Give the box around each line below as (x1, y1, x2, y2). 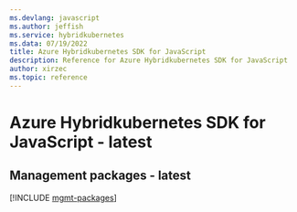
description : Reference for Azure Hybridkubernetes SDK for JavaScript (9, 56, 288, 65)
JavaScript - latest (9, 132, 153, 152)
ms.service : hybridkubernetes (9, 30, 125, 39)
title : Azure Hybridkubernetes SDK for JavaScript (9, 48, 207, 57)
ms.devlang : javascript (9, 13, 101, 23)
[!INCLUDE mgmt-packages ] (9, 192, 117, 203)
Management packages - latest (9, 168, 192, 184)
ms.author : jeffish (9, 22, 84, 31)
